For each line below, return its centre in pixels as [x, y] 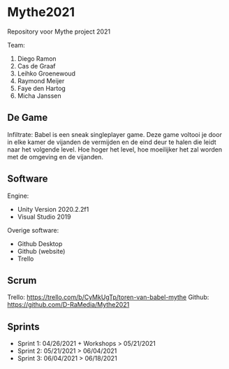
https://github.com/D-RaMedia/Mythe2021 [68, 305]
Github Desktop [40, 244]
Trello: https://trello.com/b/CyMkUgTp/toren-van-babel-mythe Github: [108, 297]
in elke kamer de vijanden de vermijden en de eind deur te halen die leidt [112, 142]
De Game [28, 118]
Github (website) [41, 251]
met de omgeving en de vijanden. [55, 157]
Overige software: [33, 230]
